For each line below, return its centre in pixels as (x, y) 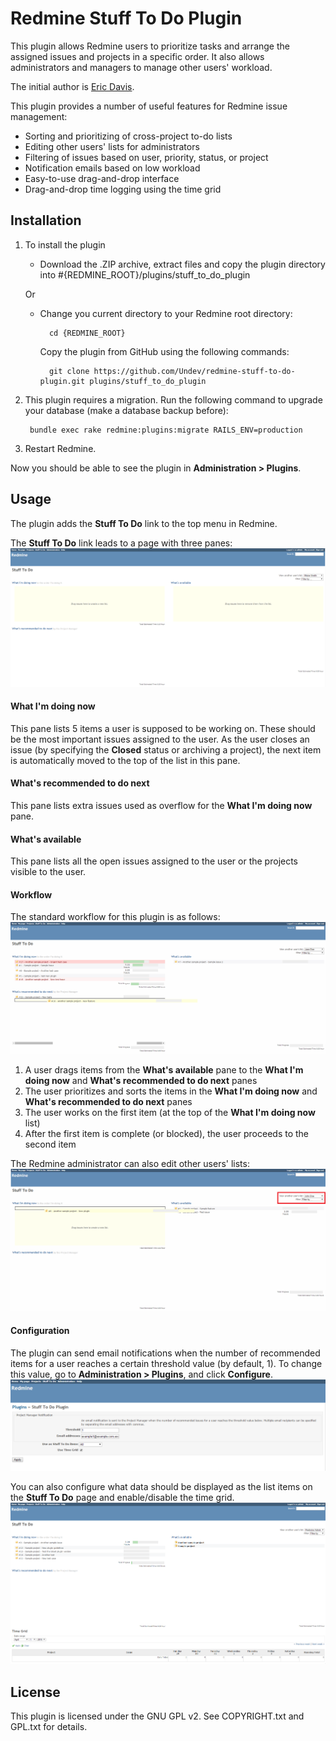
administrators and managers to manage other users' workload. (141, 67)
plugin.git (62, 381)
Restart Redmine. (60, 448)
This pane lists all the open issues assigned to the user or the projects (154, 861)
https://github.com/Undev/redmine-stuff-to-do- (194, 371)
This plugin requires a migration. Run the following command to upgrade (173, 399)
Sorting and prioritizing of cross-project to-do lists (128, 136)
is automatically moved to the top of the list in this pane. (125, 760)
